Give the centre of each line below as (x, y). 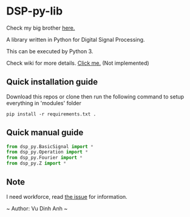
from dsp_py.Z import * (36, 164)
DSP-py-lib (35, 11)
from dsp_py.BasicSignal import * (50, 146)
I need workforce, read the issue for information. (67, 196)
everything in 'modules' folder (44, 103)
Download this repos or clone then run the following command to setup (95, 96)
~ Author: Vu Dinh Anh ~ (37, 208)
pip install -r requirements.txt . (51, 114)
